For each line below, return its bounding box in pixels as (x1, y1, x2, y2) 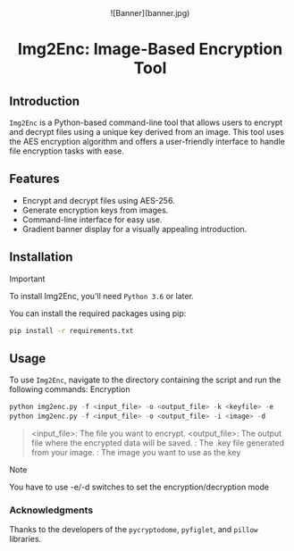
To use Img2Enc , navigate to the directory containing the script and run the (9, 374, 281, 386)
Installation (9, 249, 73, 265)
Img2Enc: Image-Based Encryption (17, 39, 283, 60)
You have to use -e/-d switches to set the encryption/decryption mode (9, 481, 270, 493)
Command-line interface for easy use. (21, 213, 163, 225)
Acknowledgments (9, 504, 94, 516)
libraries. (9, 534, 42, 545)
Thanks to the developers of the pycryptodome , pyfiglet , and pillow (9, 524, 258, 535)
